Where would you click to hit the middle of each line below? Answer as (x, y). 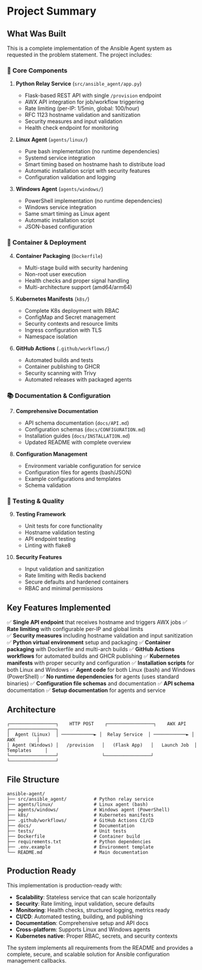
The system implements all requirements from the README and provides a (100, 948)
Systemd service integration (60, 158)
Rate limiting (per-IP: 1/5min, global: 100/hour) (82, 108)
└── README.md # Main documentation (78, 852)
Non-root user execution (56, 274)
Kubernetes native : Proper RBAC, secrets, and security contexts (96, 936)
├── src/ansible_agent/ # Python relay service (80, 799)
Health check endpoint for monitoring (72, 128)
